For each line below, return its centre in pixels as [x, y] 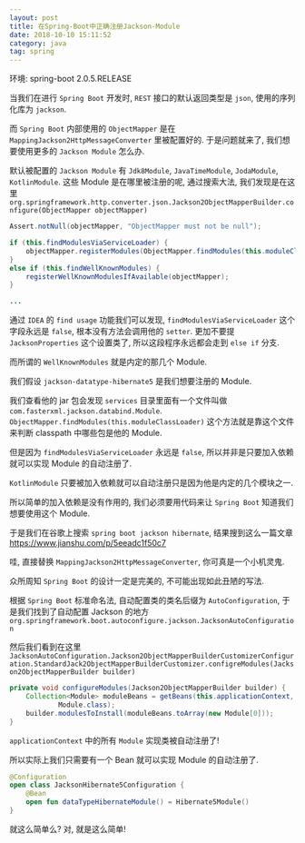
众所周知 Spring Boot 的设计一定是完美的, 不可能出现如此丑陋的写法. [137, 581]
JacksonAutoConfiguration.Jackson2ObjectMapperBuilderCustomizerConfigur [152, 656]
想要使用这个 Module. [50, 513]
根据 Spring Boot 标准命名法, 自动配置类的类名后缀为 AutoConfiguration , [145, 600]
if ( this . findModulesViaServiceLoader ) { [89, 243]
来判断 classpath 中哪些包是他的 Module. [86, 433]
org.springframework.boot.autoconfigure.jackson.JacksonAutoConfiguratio [152, 621]
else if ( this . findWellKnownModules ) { [85, 268]
